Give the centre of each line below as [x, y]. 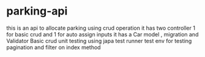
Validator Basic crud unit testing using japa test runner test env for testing [99, 41]
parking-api [37, 11]
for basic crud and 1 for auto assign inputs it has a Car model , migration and [102, 34]
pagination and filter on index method [54, 47]
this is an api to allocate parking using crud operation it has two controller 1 [101, 28]
